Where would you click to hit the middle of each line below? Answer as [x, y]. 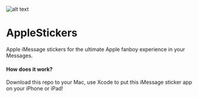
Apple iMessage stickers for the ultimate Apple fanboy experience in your [95, 49]
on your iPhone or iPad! [35, 89]
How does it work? [30, 69]
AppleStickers [42, 33]
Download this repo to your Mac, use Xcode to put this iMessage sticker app [99, 82]
